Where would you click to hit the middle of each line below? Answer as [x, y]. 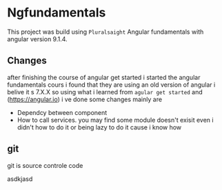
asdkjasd [20, 179]
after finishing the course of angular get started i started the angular [104, 77]
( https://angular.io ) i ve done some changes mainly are [85, 99]
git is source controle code [45, 165]
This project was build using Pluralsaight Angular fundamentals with [105, 32]
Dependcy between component [62, 112]
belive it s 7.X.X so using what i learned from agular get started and [105, 92]
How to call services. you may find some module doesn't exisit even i [115, 120]
